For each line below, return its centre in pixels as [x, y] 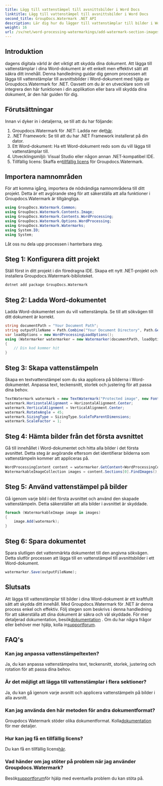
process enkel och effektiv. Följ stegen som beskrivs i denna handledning [78, 609]
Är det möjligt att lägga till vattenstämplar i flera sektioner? [76, 682]
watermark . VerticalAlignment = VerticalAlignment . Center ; [65, 408]
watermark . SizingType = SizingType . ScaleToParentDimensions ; [68, 417]
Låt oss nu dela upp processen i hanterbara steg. [54, 244]
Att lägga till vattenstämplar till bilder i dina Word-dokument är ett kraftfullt [79, 599]
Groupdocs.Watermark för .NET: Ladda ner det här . [62, 130]
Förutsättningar [29, 110]
